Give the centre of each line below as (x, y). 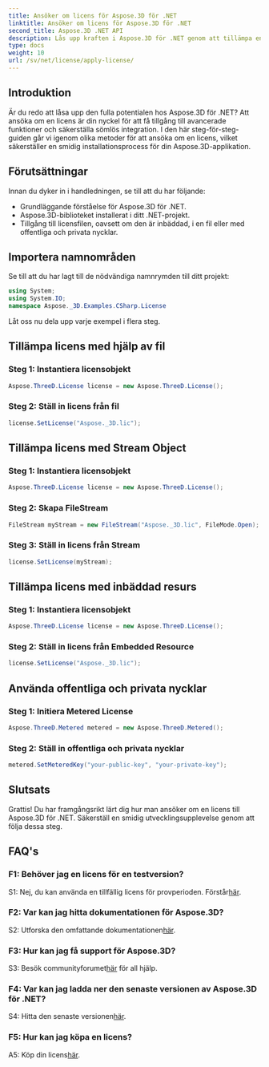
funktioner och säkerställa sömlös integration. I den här (99, 129)
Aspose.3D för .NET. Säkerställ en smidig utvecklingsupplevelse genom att (131, 818)
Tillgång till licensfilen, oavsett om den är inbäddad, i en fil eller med (132, 223)
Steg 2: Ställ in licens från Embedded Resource (101, 647)
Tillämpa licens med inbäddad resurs (102, 586)
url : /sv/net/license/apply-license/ (71, 61)
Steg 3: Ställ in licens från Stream (74, 545)
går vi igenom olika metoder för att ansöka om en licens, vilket (135, 138)
